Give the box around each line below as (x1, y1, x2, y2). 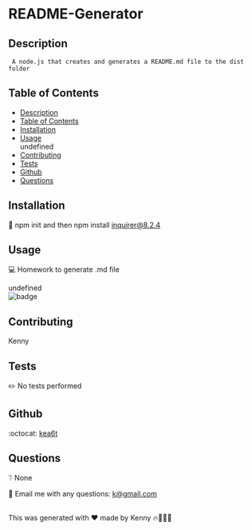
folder (8, 65, 30, 73)
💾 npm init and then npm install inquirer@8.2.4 (8, 220, 161, 229)
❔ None (8, 472, 33, 482)
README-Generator (8, 5, 144, 23)
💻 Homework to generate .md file (8, 265, 120, 274)
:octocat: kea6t (8, 428, 58, 438)
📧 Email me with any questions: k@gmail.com (8, 488, 157, 498)
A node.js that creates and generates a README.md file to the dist (11, 58, 245, 66)
